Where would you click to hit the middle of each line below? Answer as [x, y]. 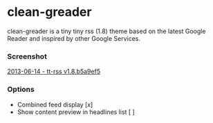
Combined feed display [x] [55, 104]
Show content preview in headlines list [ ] [76, 112]
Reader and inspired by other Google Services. [74, 38]
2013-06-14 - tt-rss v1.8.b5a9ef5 [54, 72]
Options [21, 89]
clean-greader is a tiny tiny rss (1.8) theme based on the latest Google [106, 31]
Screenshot [27, 56]
